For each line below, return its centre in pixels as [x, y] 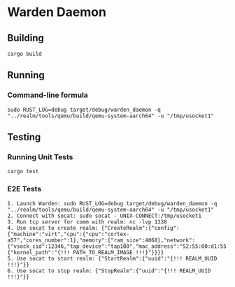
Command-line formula [48, 95]
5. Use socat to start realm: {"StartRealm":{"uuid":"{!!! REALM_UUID [112, 258]
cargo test [23, 172]
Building [26, 38]
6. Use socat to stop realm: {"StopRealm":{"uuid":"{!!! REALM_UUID [109, 271]
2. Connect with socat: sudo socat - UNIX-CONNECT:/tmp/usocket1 [104, 216]
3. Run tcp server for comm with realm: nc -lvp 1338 [87, 222]
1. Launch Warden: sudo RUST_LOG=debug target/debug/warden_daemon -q [112, 203]
